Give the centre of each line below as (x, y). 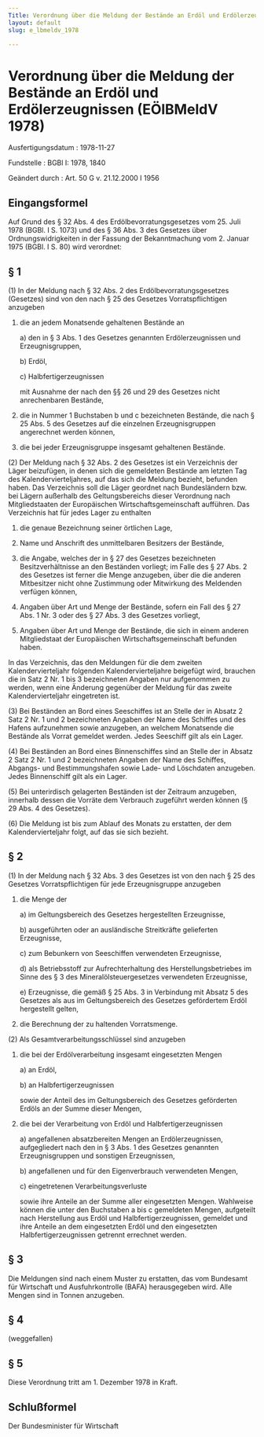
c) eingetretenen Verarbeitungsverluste (83, 1186)
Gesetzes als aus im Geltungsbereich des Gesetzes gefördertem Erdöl (133, 1000)
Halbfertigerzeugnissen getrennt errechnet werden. (103, 1234)
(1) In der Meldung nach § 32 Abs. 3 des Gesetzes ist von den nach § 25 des (132, 875)
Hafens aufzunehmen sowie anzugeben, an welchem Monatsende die (121, 727)
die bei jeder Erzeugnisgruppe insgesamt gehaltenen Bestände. (122, 447)
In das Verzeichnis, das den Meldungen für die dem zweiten (105, 662)
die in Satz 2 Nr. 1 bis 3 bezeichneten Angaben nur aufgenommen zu (119, 679)
